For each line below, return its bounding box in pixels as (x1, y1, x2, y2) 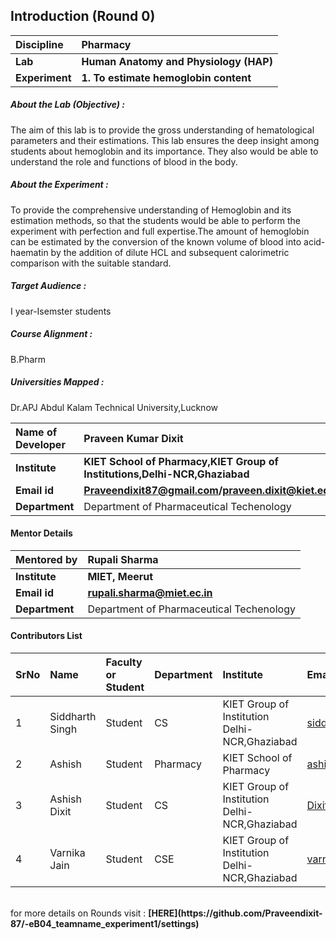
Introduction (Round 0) (10, 8, 156, 25)
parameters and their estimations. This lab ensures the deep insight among (10, 134, 320, 146)
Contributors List (10, 630, 83, 642)
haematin (10, 246, 49, 258)
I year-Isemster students (10, 305, 112, 317)
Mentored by (15, 552, 78, 566)
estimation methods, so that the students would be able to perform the (10, 214, 302, 226)
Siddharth (49, 710, 97, 724)
